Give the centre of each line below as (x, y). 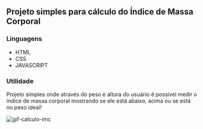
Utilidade (20, 81)
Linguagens (24, 39)
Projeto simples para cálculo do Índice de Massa (100, 12)
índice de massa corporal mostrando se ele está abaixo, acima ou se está (98, 101)
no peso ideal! (24, 107)
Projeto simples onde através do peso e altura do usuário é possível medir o (101, 94)
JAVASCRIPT (31, 65)
